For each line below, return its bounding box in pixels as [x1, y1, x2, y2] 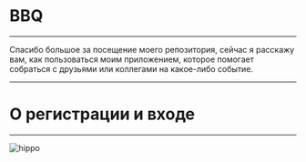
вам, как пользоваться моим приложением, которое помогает [9, 54, 255, 65]
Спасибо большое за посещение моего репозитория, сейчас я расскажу [9, 44, 295, 55]
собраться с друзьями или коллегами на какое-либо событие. [9, 63, 253, 74]
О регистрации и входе [9, 104, 196, 125]
